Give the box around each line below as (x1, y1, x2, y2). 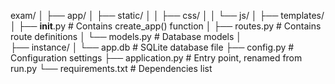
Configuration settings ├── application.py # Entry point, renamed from (10, 52, 303, 64)
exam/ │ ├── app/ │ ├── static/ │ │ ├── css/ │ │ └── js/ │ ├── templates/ (10, 10, 325, 21)
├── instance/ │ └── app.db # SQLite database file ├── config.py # (10, 41, 295, 53)
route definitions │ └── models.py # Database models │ (10, 31, 243, 42)
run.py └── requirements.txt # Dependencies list (10, 63, 213, 74)
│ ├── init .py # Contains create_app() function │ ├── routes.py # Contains (10, 20, 322, 32)
